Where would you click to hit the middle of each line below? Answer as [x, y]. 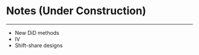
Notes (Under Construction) [76, 11]
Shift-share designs [39, 45]
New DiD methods [37, 33]
